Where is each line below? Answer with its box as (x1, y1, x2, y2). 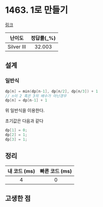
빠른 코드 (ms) (39, 168, 72, 174)
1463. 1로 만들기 (5, 4, 68, 16)
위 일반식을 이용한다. (5, 107, 45, 113)
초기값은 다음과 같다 (5, 118, 43, 124)
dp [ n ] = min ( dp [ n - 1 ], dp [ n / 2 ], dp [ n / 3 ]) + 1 (5, 89, 99, 94)
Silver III (7, 43, 26, 50)
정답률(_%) (31, 34, 56, 41)
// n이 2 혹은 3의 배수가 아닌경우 (5, 93, 67, 99)
